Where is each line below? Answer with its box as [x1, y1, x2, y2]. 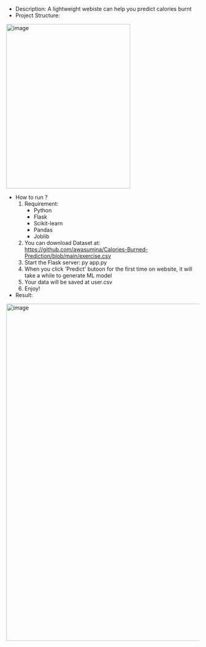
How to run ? [15, 193, 48, 201]
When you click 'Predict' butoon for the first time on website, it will [24, 265, 193, 273]
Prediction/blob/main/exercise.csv [24, 252, 112, 260]
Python [33, 207, 52, 214]
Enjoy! [24, 285, 40, 292]
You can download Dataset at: [24, 239, 101, 246]
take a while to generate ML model [24, 272, 112, 279]
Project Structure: [15, 12, 60, 19]
